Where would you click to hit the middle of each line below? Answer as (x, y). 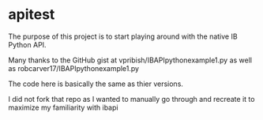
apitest (32, 15)
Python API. (27, 44)
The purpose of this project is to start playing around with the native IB (123, 36)
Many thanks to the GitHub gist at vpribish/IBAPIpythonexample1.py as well (130, 60)
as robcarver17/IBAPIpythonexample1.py (74, 68)
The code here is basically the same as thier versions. (96, 84)
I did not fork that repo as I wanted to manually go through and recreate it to (131, 99)
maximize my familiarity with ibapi (63, 107)
